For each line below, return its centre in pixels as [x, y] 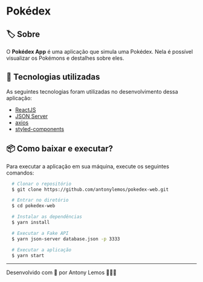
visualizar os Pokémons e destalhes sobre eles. [65, 58]
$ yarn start [28, 255]
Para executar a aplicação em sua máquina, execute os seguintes [88, 166]
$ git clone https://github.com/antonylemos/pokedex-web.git [90, 189]
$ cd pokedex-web [34, 206]
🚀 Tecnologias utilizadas [53, 77]
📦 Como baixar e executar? [60, 149]
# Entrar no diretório [40, 200]
